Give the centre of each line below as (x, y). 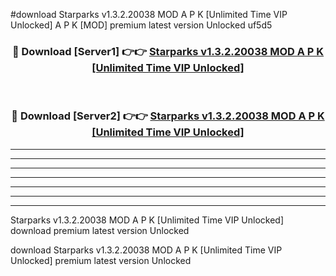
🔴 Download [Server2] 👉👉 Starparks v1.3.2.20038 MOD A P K (168, 116)
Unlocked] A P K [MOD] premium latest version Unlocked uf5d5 (141, 25)
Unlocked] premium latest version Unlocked (101, 260)
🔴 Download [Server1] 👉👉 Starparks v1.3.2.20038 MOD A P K (168, 51)
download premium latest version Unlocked (100, 230)
